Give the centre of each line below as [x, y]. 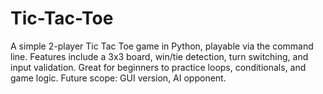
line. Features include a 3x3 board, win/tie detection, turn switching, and [159, 56]
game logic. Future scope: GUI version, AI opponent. [118, 78]
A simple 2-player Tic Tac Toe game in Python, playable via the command [162, 46]
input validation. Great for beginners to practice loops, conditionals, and [158, 67]
